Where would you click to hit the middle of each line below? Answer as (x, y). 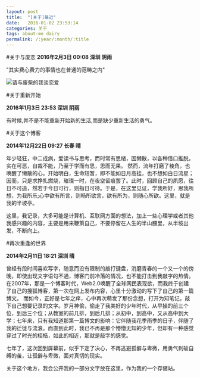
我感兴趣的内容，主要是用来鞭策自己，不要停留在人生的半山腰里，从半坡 (95, 223)
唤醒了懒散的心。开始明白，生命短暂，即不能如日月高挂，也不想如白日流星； (100, 173)
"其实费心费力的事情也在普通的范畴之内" (56, 70)
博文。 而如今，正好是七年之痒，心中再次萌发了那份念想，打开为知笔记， (96, 298)
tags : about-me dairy (33, 34)
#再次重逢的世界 (26, 243)
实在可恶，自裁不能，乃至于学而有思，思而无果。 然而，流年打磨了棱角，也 (98, 166)
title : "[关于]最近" (31, 17)
